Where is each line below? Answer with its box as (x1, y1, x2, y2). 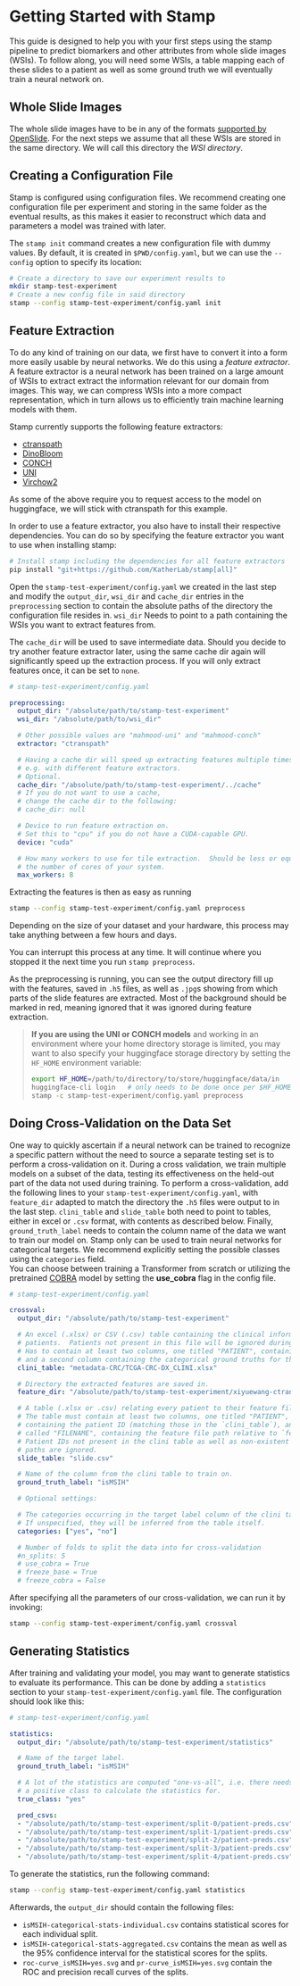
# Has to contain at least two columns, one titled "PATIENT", (17, 1346, 257, 1356)
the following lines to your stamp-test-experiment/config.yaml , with (9, 1187, 259, 1198)
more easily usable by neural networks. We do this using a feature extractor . (9, 356, 291, 367)
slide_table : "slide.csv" (17, 1453, 114, 1463)
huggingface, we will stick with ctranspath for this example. (9, 503, 228, 514)
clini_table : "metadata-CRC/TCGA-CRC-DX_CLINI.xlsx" (17, 1363, 218, 1372)
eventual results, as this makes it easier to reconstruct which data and (9, 211, 266, 221)
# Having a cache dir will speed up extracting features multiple (17, 755, 270, 764)
